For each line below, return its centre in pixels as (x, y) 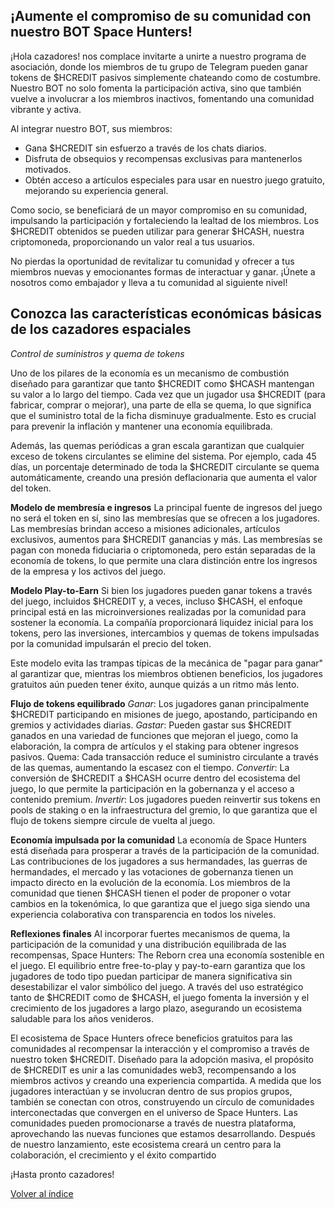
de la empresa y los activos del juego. (88, 571)
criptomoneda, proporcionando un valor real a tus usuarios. (132, 241)
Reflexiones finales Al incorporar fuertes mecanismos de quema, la (150, 933)
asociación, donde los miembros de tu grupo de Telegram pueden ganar (159, 66)
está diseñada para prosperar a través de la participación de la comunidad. (165, 850)
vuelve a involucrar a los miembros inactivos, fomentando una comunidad (162, 98)
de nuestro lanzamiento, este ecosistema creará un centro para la (146, 1144)
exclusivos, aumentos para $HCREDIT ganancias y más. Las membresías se (166, 539)
